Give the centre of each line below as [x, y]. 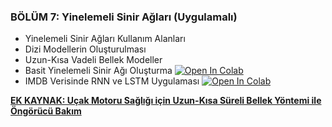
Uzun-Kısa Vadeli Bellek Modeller [93, 60]
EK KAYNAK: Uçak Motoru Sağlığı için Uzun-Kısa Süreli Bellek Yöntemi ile [166, 101]
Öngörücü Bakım [46, 111]
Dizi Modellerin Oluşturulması [85, 49]
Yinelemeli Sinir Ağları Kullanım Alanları [105, 39]
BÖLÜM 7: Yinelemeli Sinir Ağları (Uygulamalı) [124, 17]
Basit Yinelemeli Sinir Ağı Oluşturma [98, 71]
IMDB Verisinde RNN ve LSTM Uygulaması [112, 81]
